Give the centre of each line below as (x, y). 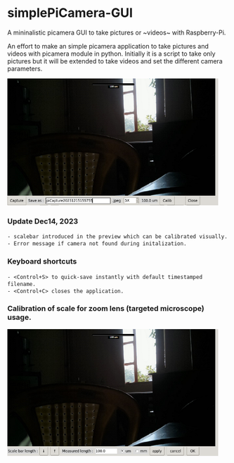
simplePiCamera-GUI (70, 13)
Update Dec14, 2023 (43, 221)
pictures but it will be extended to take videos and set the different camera (115, 61)
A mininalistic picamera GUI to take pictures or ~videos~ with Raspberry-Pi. (117, 32)
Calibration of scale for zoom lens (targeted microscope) (106, 309)
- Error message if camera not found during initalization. (97, 244)
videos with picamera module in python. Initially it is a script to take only (111, 54)
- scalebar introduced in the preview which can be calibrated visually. (118, 237)
